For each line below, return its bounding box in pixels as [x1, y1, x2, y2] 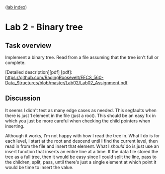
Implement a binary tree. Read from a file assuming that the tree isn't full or [5, 55, 159, 60]
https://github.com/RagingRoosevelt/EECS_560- [5, 74, 104, 80]
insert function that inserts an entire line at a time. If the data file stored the [5, 148, 159, 154]
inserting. [5, 123, 25, 129]
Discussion [5, 94, 41, 103]
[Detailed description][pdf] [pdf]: [5, 69, 73, 75]
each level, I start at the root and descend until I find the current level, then [5, 138, 158, 144]
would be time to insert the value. [5, 164, 74, 170]
